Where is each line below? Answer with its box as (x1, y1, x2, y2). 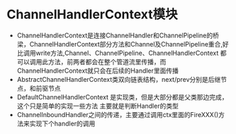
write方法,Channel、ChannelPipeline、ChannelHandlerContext (35, 49, 219, 57)
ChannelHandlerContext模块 (6, 6, 178, 23)
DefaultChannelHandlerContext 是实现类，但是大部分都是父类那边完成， (16, 92, 228, 101)
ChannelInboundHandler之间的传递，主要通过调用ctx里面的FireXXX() (16, 110, 219, 118)
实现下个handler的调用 (29, 119, 96, 128)
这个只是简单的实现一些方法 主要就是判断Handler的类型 (16, 102, 179, 110)
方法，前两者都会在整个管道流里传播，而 (47, 57, 167, 66)
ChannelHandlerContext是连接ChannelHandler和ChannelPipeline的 (16, 31, 213, 39)
